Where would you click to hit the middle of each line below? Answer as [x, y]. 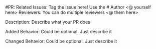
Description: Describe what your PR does [48, 22]
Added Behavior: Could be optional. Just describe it [58, 31]
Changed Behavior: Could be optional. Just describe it [61, 41]
